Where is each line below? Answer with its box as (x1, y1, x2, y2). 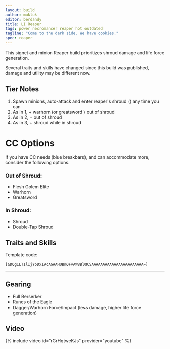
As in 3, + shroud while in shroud (12, 119, 81, 125)
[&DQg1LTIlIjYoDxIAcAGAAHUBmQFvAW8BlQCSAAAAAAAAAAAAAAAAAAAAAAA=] (5, 261, 148, 267)
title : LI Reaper (5, 21, 42, 27)
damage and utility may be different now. (5, 70, 91, 76)
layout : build (5, 7, 35, 13)
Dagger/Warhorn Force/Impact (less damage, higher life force (12, 304, 142, 310)
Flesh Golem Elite (12, 183, 49, 190)
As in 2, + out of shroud (12, 114, 62, 120)
